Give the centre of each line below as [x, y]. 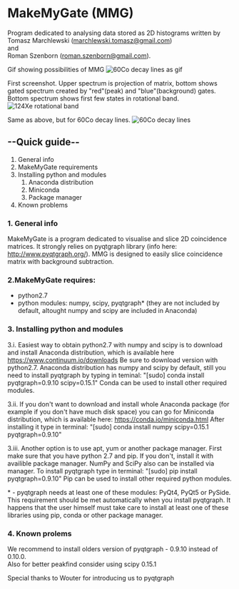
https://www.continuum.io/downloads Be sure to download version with [113, 360]
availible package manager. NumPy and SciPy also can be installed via [111, 463]
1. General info [33, 223]
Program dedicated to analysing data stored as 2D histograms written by [114, 33]
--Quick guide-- [44, 142]
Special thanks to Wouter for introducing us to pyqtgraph [91, 578]
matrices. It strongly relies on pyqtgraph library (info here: [92, 247]
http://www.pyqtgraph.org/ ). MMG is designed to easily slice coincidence [115, 254]
